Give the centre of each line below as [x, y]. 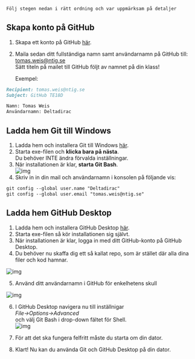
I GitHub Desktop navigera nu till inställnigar [69, 306]
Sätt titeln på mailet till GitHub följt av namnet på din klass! [87, 67]
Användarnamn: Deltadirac [39, 112]
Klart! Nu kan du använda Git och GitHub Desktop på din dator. [93, 349]
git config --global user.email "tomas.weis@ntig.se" [75, 194]
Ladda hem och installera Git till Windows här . [72, 145]
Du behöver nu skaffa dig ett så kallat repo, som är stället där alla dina [102, 253]
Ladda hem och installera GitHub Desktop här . [72, 228]
